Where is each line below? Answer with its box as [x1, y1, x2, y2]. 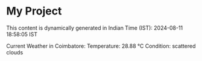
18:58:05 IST [6, 30, 38, 37]
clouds [6, 48, 24, 56]
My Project [6, 4, 62, 18]
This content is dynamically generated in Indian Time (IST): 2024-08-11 [6, 24, 183, 31]
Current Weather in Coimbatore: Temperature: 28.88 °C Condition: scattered [6, 42, 196, 50]
